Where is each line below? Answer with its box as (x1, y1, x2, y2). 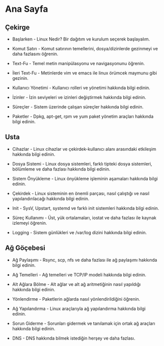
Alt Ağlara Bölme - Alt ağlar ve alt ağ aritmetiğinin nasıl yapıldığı (12, 281, 141, 287)
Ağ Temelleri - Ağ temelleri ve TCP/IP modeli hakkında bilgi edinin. (12, 272, 146, 277)
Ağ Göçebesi (5, 244, 46, 252)
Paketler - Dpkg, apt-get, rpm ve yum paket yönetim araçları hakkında (12, 113, 154, 119)
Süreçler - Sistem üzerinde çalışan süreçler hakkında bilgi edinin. (12, 104, 144, 109)
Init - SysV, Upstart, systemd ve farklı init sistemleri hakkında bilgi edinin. (12, 205, 160, 211)
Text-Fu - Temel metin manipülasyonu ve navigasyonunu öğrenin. (12, 61, 145, 66)
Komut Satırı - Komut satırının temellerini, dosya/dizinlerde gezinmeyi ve (12, 46, 158, 51)
